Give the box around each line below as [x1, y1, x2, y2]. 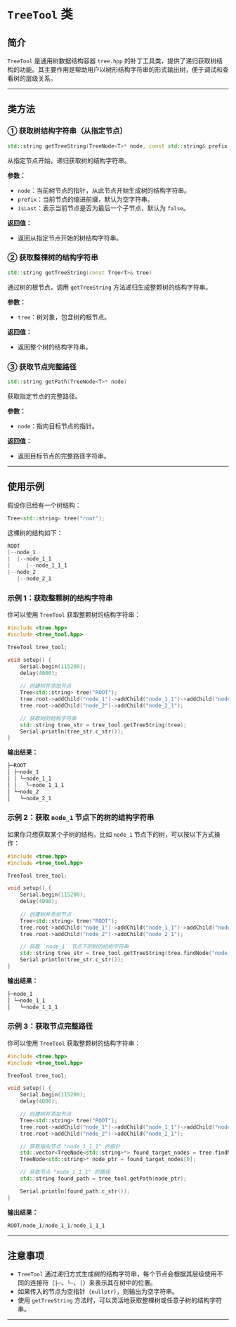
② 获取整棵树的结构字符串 [7, 252, 98, 262]
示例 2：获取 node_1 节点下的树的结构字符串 [7, 813, 155, 823]
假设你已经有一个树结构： [7, 501, 81, 509]
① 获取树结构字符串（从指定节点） [7, 126, 127, 136]
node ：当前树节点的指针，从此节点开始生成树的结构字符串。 [17, 186, 191, 194]
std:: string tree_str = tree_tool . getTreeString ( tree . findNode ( [20, 950, 212, 957]
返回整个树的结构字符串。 [17, 342, 92, 351]
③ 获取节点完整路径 [7, 361, 77, 371]
